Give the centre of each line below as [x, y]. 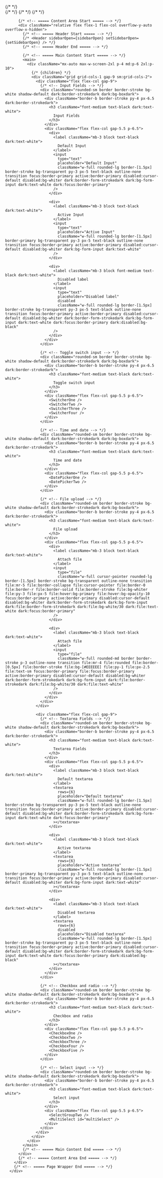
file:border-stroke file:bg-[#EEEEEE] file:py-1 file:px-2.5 [86, 667]
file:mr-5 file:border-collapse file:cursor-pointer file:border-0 [75, 585]
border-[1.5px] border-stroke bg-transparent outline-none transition [79, 581]
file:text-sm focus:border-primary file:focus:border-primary [70, 671]
